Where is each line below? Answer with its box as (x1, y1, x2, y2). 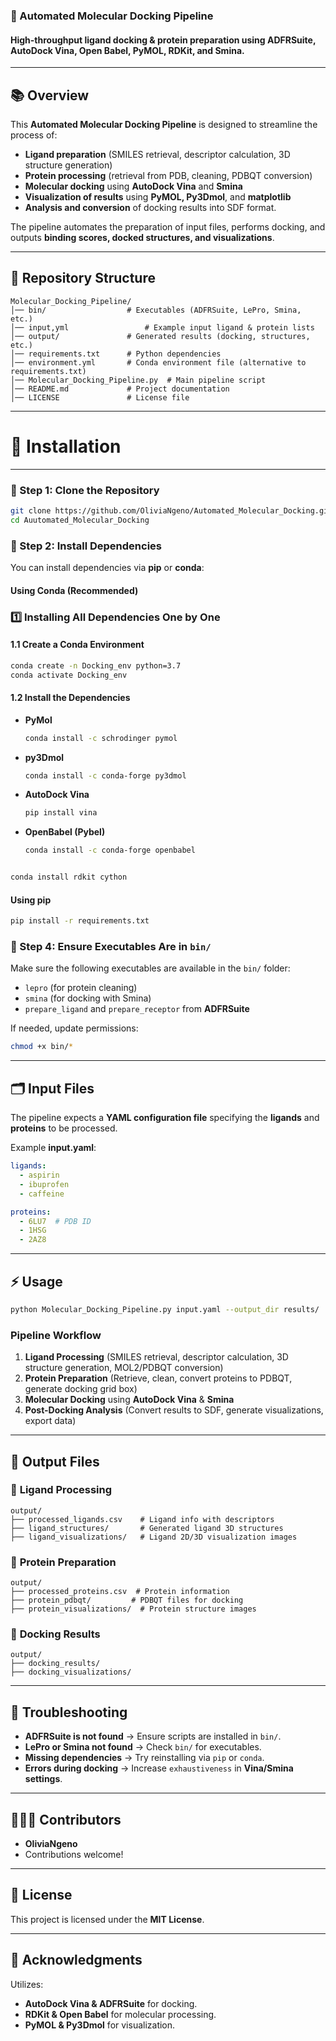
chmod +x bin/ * (10, 1042, 74, 1052)
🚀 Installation (10, 435, 122, 458)
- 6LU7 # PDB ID (19, 1216, 92, 1226)
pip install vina (24, 808, 98, 818)
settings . (24, 1773, 63, 1785)
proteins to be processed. (10, 1122, 118, 1134)
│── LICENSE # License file (10, 392, 190, 403)
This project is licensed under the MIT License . (10, 1913, 205, 1925)
